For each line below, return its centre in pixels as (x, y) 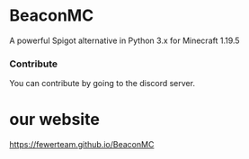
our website (55, 120)
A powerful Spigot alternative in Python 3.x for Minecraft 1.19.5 (124, 40)
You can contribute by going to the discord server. (102, 84)
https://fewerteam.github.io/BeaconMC (82, 145)
